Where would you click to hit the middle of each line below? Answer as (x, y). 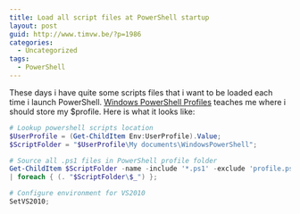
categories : (31, 42)
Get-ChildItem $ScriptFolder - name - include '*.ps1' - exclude (127, 169)
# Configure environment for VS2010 (77, 193)
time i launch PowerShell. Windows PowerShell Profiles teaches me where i (148, 102)
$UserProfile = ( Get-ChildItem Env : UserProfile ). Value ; (115, 136)
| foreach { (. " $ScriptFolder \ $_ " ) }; (83, 177)
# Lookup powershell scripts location (81, 128)
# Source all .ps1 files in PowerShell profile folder (113, 160)
